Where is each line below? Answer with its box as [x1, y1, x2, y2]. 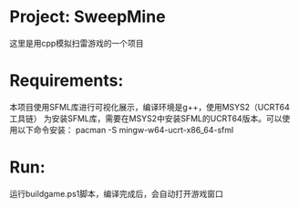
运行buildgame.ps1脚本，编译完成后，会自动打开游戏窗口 [9, 188, 223, 199]
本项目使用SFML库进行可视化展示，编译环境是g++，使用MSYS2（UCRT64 [9, 101, 290, 112]
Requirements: [9, 70, 124, 91]
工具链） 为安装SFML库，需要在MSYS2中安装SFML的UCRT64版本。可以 [9, 112, 283, 124]
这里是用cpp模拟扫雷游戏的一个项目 [9, 37, 144, 48]
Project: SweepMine [9, 6, 166, 27]
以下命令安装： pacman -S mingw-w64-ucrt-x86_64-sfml [16, 124, 234, 135]
